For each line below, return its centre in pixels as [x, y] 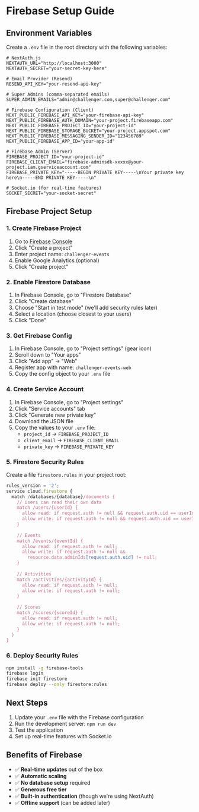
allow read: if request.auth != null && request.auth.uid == [99, 513]
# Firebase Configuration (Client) [50, 110]
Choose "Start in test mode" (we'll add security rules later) [86, 307]
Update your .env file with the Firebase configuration [79, 717]
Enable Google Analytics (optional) [57, 260]
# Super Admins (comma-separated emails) [58, 95]
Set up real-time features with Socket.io [63, 736]
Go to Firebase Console [44, 241]
